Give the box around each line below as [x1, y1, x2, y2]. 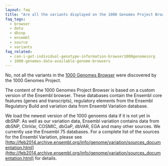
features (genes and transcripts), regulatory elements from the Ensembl [5, 98, 153, 104]
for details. [34, 155, 57, 161]
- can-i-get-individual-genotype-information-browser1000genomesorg [9, 53, 155, 59]
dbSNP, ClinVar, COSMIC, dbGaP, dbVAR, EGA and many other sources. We [5, 123, 161, 129]
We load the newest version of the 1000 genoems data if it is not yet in [5, 113, 150, 119]
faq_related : [5, 49, 32, 54]
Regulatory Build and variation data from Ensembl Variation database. [5, 103, 148, 109]
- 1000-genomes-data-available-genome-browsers [9, 58, 111, 63]
